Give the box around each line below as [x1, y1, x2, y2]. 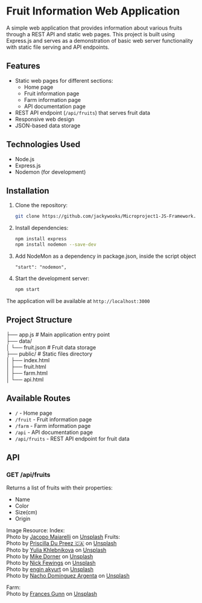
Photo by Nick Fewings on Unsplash [6, 560, 96, 567]
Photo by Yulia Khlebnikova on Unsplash [6, 546, 107, 554]
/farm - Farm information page [14, 422, 91, 429]
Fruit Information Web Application [6, 4, 180, 18]
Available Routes [6, 394, 71, 404]
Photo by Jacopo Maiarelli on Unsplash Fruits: [6, 533, 121, 541]
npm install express [14, 236, 67, 242]
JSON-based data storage [14, 122, 81, 129]
